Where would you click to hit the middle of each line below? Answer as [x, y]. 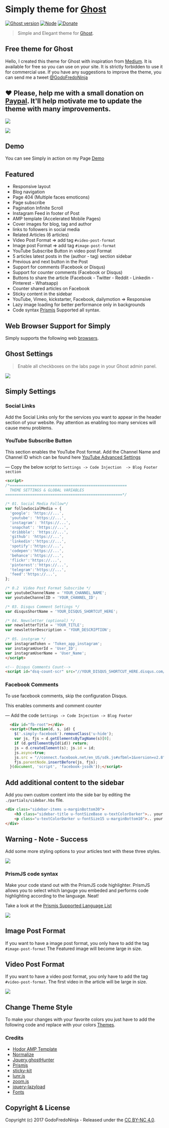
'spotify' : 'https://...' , [37, 546]
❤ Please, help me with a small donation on [75, 93]
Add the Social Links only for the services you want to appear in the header [83, 417]
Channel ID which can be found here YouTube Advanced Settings [73, 457]
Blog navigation [29, 192]
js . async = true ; [30, 753]
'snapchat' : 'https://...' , [39, 527]
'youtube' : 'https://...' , [38, 518]
